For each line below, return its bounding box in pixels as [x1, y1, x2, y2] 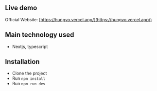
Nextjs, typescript [12, 44, 48, 49]
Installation [5, 58, 40, 66]
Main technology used [5, 31, 74, 39]
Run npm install [12, 76, 46, 81]
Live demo [5, 4, 37, 12]
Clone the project [12, 70, 47, 76]
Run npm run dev [12, 81, 46, 87]
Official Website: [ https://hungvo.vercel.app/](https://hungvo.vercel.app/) [5, 16, 152, 22]
